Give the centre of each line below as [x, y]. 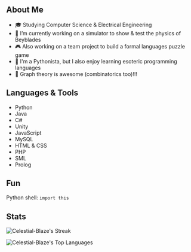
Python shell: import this [38, 198]
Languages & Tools [42, 93]
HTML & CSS [31, 145]
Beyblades [28, 40]
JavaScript [28, 133]
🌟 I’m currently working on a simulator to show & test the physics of [98, 33]
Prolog [23, 165]
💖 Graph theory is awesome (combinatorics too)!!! [76, 74]
